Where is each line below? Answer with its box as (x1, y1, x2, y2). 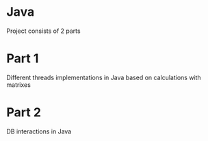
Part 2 (6, 105, 42, 120)
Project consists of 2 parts (6, 27, 81, 35)
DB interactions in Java (6, 127, 72, 136)
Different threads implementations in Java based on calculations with (6, 73, 201, 81)
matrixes (6, 80, 31, 89)
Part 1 (6, 51, 39, 66)
